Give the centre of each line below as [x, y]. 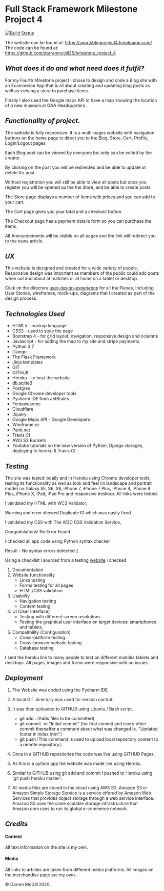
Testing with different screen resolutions [60, 616]
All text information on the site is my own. [47, 847]
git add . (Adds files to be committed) [57, 718]
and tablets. [31, 627]
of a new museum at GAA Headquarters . [46, 105]
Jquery [19, 414]
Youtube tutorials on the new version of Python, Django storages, [78, 445]
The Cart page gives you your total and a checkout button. [64, 211]
